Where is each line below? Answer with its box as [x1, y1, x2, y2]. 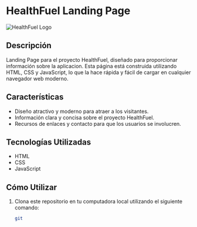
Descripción [6, 41, 52, 51]
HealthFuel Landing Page [6, 4, 131, 18]
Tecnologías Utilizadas [6, 137, 91, 147]
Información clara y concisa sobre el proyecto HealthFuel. [14, 113, 154, 121]
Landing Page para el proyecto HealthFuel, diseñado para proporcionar [6, 56, 178, 63]
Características [6, 92, 64, 102]
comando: [14, 204, 39, 211]
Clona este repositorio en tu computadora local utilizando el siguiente [14, 198, 183, 205]
